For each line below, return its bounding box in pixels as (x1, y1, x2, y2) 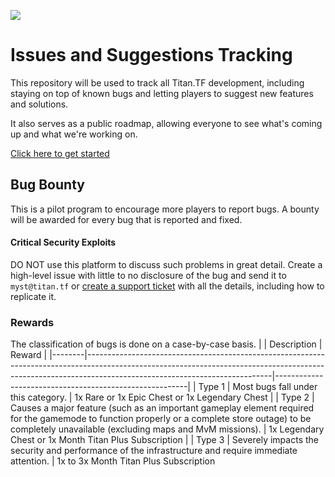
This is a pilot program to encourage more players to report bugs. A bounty (10, 203, 320, 215)
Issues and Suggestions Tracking (10, 44, 293, 67)
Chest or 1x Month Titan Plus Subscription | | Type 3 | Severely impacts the (10, 434, 319, 446)
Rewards (10, 315, 55, 329)
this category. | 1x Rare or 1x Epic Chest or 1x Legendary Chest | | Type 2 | (10, 391, 315, 404)
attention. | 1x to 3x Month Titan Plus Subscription (10, 455, 216, 467)
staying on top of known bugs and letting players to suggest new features (10, 87, 314, 99)
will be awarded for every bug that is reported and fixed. (10, 213, 243, 225)
